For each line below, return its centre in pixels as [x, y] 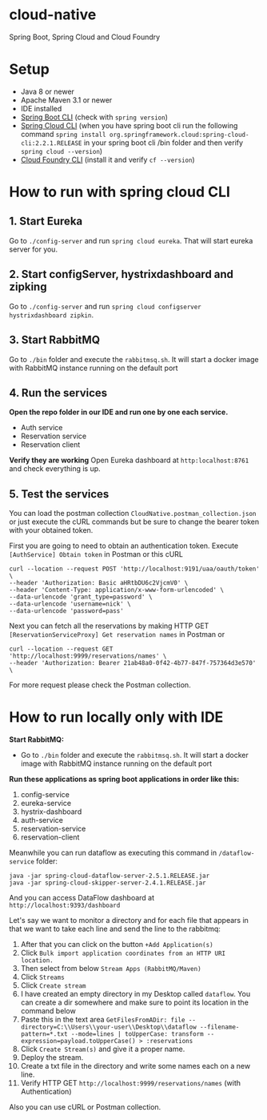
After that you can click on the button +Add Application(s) [117, 945]
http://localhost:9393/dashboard [65, 906]
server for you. [34, 249]
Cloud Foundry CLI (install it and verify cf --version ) [108, 159]
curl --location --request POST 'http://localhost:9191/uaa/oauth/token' [135, 569]
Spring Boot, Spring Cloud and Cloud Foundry [85, 37]
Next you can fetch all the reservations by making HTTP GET [109, 626]
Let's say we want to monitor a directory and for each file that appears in [129, 921]
